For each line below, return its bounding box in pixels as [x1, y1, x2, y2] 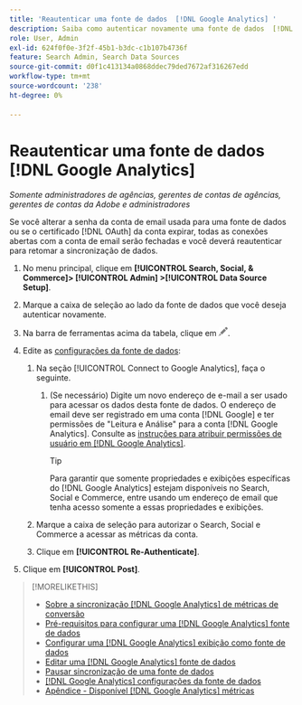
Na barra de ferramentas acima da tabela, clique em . [22, 328, 231, 339]
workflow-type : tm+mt [9, 72, 91, 81]
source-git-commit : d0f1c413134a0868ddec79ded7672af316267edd [9, 62, 249, 71]
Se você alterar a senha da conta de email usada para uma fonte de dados [9, 217, 287, 228]
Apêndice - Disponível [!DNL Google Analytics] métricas [44, 685, 255, 696]
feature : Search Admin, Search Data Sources [9, 52, 180, 62]
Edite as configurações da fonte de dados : [22, 345, 181, 356]
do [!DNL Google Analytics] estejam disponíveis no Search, [49, 483, 270, 493]
